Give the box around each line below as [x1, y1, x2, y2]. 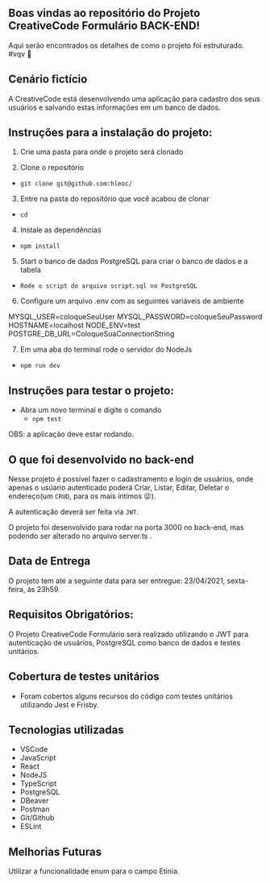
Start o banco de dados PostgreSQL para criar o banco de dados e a [19, 256, 248, 266]
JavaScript [19, 753, 56, 763]
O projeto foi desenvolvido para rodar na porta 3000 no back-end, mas [8, 523, 244, 532]
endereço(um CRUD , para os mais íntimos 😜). [8, 491, 156, 501]
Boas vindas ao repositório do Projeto [8, 6, 201, 20]
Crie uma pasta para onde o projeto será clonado [19, 147, 184, 156]
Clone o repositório [19, 163, 85, 173]
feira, [8, 584, 26, 594]
